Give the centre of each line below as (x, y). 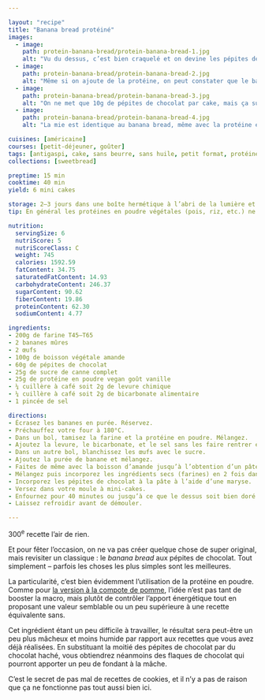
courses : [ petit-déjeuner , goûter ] (67, 147)
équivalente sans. (37, 615)
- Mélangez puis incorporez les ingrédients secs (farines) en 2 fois (127, 474)
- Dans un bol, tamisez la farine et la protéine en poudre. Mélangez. (128, 438)
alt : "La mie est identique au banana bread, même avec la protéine (137, 125)
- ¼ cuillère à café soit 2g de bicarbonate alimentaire (104, 394)
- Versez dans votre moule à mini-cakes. (77, 489)
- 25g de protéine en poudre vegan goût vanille (90, 379)
